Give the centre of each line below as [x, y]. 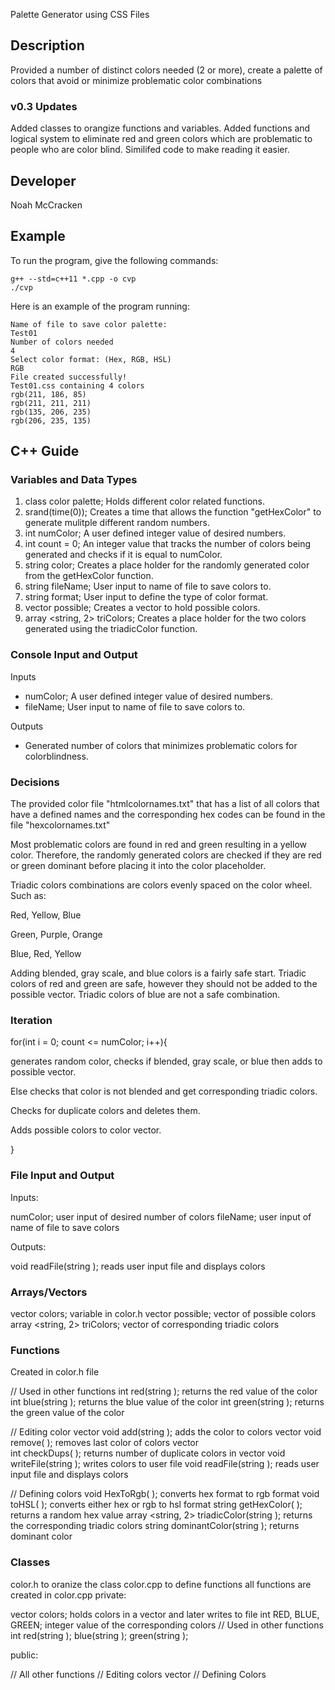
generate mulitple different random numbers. [117, 523]
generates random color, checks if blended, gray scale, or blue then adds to [166, 1061]
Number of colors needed [62, 342]
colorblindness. [56, 756]
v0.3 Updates [44, 106]
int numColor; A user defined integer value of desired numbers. [155, 533]
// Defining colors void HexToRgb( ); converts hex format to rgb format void [165, 1494]
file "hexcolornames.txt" [60, 825]
